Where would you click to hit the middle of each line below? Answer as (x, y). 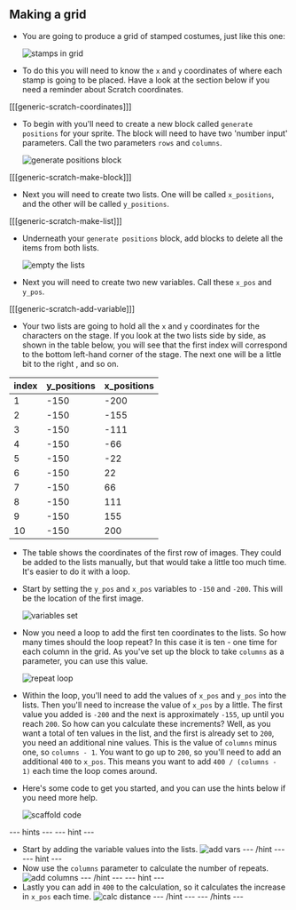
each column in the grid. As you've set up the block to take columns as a (153, 651)
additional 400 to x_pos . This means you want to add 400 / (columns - (149, 761)
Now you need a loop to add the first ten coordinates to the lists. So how (154, 632)
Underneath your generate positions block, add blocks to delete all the (152, 238)
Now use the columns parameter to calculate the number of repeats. (145, 868)
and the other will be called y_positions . (96, 204)
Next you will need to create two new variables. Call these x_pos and (147, 282)
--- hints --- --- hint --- (52, 832)
